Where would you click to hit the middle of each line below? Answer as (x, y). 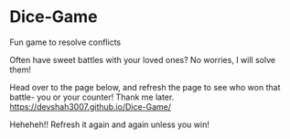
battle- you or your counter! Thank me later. (92, 97)
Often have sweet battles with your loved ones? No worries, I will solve (143, 59)
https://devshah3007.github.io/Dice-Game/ (91, 106)
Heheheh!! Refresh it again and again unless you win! (110, 124)
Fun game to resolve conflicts (65, 42)
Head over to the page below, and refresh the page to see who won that (145, 87)
